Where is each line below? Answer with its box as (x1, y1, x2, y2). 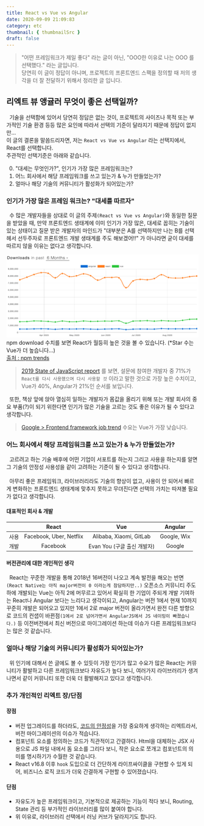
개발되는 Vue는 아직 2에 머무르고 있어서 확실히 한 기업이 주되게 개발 (17, 589, 178, 597)
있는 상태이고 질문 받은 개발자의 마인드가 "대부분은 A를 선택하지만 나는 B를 (6, 227, 183, 234)
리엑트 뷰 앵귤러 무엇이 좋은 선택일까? (6, 96, 138, 107)
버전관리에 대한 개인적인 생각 (6, 559, 74, 567)
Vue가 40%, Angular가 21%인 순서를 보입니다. (21, 382, 134, 390)
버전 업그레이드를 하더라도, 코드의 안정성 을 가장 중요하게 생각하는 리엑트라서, (15, 722, 198, 729)
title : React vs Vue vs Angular (6, 10, 88, 16)
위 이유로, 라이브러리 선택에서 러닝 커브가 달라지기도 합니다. (15, 813, 157, 821)
